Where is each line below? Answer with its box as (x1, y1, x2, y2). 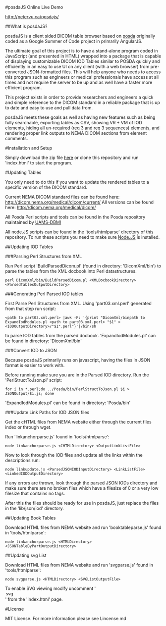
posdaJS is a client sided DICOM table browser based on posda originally (5, 33, 155, 39)
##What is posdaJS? (5, 23, 48, 29)
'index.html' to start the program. (5, 160, 73, 165)
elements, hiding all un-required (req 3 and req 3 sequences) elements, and (5, 125, 160, 131)
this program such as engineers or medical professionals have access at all (5, 74, 159, 80)
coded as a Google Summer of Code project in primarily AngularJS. (5, 38, 143, 44)
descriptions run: (5, 458, 40, 463)
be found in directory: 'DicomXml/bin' (5, 338, 82, 344)
